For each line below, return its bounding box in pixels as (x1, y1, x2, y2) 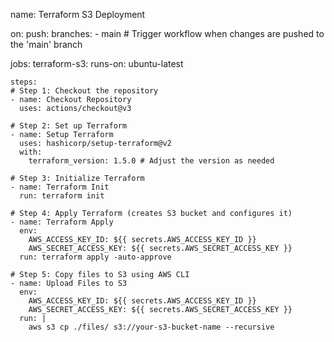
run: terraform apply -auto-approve (19, 252, 172, 262)
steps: (10, 77, 38, 87)
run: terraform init (19, 191, 105, 201)
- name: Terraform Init (10, 182, 110, 192)
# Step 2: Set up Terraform (10, 121, 128, 131)
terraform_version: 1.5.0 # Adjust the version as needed (28, 156, 275, 166)
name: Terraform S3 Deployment (10, 9, 146, 20)
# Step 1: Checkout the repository (10, 86, 159, 96)
